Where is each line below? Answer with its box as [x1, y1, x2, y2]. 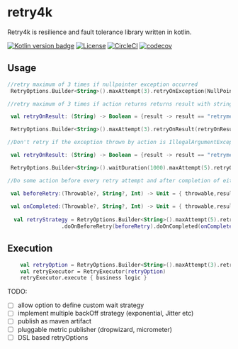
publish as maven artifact [17, 317, 92, 326]
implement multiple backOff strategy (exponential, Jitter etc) [17, 309, 194, 318]
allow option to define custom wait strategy [17, 301, 144, 309]
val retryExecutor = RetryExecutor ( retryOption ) [20, 267, 166, 275]
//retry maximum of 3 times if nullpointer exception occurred [7, 81, 198, 88]
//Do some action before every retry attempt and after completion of [7, 177, 220, 184]
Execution [7, 243, 53, 255]
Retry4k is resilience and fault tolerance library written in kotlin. [7, 28, 192, 36]
